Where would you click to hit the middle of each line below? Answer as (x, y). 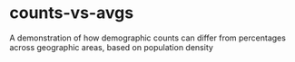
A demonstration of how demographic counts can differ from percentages (147, 38)
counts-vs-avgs (72, 13)
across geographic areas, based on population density (111, 47)
